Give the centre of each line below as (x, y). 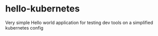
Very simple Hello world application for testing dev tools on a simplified (79, 22)
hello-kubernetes (42, 9)
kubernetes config (24, 27)
